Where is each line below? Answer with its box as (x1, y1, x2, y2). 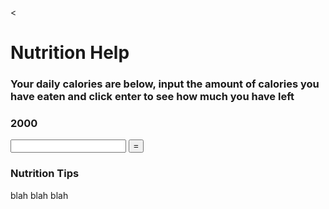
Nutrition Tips (10, 167, 80, 181)
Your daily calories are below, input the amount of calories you (10, 77, 320, 91)
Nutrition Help (10, 42, 130, 64)
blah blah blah (10, 189, 69, 201)
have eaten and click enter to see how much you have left (10, 90, 295, 104)
